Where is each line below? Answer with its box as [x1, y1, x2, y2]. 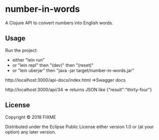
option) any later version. [5, 129, 56, 135]
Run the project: [5, 47, 38, 53]
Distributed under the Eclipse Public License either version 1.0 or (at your [5, 124, 154, 130]
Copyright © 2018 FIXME [5, 114, 56, 120]
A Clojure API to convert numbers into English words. [5, 20, 113, 26]
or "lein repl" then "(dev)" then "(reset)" [12, 62, 94, 68]
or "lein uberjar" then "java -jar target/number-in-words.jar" [12, 67, 135, 73]
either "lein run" [12, 57, 45, 63]
